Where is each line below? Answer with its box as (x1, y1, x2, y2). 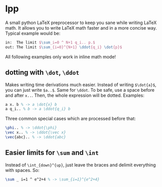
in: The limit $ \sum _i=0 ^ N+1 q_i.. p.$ (5, 40, 95, 45)
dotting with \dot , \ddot (5, 68, 79, 77)
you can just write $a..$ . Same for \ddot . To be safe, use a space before (5, 87, 154, 93)
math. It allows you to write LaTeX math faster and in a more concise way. (5, 25, 157, 31)
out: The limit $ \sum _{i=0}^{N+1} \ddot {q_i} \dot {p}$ (5, 45, 122, 50)
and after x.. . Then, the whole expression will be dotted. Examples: (5, 92, 144, 98)
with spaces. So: (5, 167, 40, 173)
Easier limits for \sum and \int (5, 148, 99, 157)
